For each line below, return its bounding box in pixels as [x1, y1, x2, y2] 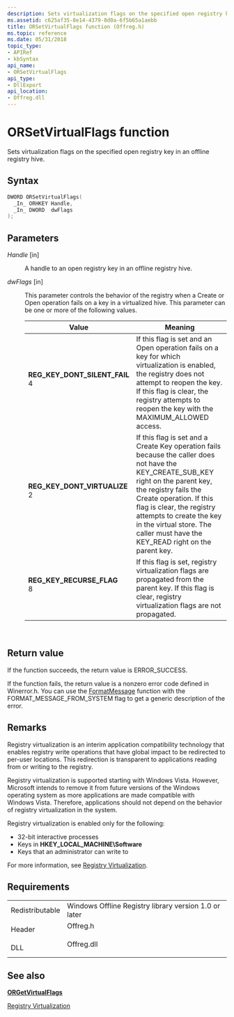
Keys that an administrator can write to [17, 847, 129, 855]
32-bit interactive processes [17, 832, 99, 841]
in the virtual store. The [136, 520, 212, 529]
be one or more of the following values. [24, 306, 137, 314]
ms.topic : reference [7, 29, 68, 37]
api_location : [7, 88, 49, 95]
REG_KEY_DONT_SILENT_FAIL [28, 370, 130, 380]
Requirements [7, 881, 70, 893]
